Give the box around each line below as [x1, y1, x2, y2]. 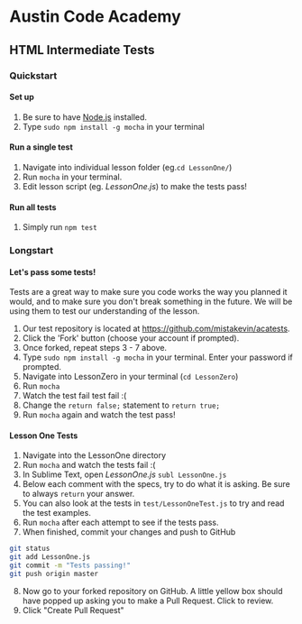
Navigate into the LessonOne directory [22, 450, 167, 461]
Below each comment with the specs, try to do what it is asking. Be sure [22, 479, 290, 490]
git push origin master [9, 570, 99, 579]
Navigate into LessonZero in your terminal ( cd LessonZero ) [22, 372, 239, 382]
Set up [9, 92, 34, 103]
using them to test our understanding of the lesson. [9, 306, 200, 317]
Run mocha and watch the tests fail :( [22, 460, 156, 471]
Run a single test [9, 142, 74, 152]
